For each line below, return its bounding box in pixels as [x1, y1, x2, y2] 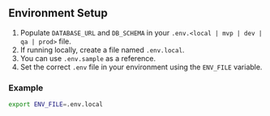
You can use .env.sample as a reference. [19, 53, 156, 63]
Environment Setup [8, 6, 108, 20]
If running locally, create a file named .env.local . [19, 44, 185, 55]
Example [8, 82, 44, 93]
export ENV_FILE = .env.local [8, 101, 104, 109]
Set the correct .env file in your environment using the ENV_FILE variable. [19, 62, 263, 72]
